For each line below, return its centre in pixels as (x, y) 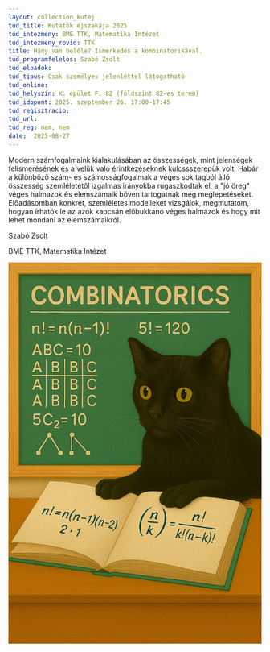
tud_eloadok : (30, 69)
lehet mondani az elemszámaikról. (65, 220)
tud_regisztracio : (39, 110)
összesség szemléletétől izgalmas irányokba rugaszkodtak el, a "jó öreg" (129, 185)
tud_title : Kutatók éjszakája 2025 (68, 25)
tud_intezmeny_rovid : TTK (51, 43)
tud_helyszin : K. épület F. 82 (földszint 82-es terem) (104, 93)
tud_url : (23, 119)
